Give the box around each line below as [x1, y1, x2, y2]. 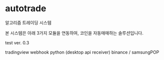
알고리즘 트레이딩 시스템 [5, 20, 52, 25]
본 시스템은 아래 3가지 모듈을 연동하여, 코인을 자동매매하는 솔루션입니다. [5, 30, 144, 36]
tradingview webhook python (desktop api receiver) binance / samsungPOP [5, 49, 160, 55]
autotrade [5, 3, 46, 14]
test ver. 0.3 [5, 40, 30, 45]
